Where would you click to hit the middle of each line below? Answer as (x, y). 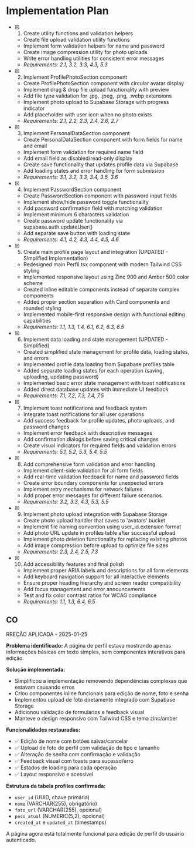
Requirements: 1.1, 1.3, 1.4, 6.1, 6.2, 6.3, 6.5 (74, 327)
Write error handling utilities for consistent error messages (94, 58)
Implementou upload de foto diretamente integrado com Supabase (95, 699)
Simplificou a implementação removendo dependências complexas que (101, 681)
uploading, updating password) (61, 377)
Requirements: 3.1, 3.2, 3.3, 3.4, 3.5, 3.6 (71, 177)
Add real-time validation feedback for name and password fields (101, 477)
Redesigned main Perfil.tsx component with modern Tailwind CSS (102, 264)
